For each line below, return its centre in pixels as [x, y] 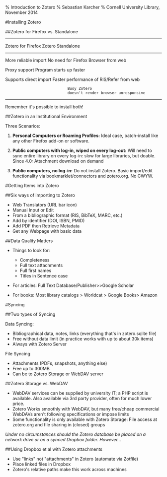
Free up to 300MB [31, 369]
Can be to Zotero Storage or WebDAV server [58, 374]
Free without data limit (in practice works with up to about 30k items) [83, 339]
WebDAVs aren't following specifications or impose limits [71, 414]
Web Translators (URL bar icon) [44, 205]
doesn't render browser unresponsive [106, 93]
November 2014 [22, 12]
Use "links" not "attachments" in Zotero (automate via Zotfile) [75, 459]
